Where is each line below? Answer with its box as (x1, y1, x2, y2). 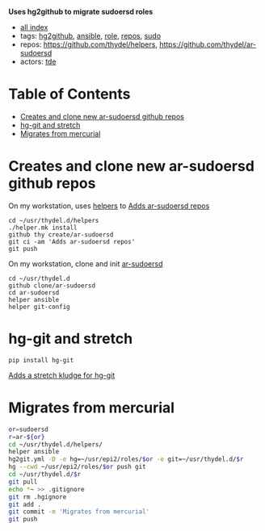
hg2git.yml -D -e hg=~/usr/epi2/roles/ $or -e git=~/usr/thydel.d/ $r (8, 455, 244, 463)
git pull (8, 478, 38, 486)
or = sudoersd (8, 425, 48, 433)
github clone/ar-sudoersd (8, 282, 95, 290)
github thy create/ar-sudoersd (8, 230, 114, 239)
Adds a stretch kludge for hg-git (8, 370, 116, 380)
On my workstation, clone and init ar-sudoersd (8, 258, 163, 269)
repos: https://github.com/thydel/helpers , (19, 40, 158, 49)
